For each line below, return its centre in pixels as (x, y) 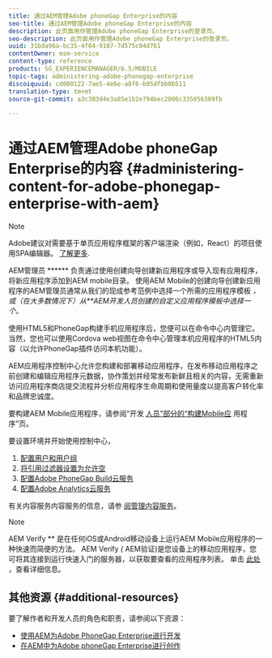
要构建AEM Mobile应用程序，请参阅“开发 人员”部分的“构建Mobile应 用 (125, 414)
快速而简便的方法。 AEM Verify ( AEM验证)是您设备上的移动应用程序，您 (136, 549)
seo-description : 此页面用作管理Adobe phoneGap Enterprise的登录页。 (121, 39)
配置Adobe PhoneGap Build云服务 (76, 479)
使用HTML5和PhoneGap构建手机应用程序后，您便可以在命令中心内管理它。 (134, 329)
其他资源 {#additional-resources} (94, 597)
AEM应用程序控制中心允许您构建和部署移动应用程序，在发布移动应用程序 (130, 366)
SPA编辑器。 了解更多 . (53, 253)
